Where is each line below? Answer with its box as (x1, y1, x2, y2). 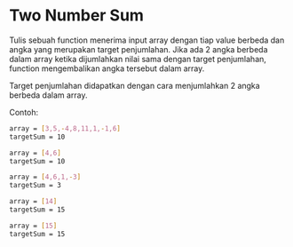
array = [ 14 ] (9, 197, 58, 206)
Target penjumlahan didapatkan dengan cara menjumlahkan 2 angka (9, 80, 260, 91)
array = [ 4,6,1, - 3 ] (9, 172, 82, 182)
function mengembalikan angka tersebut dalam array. (9, 63, 205, 74)
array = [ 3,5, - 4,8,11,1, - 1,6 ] (9, 123, 122, 133)
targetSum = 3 (9, 181, 62, 190)
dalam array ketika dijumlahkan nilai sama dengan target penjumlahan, (9, 53, 266, 64)
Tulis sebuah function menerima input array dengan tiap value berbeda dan (9, 35, 285, 45)
